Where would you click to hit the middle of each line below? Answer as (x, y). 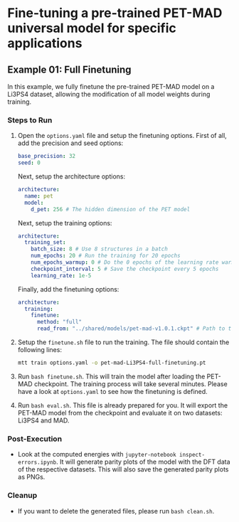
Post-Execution (35, 439)
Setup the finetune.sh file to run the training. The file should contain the (123, 342)
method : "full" (59, 322)
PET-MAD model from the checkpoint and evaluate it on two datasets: (120, 412)
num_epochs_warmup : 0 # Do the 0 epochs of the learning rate (125, 262)
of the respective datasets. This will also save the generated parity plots (123, 469)
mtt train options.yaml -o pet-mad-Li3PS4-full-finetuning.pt (112, 363)
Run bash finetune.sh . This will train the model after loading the (111, 376)
